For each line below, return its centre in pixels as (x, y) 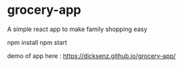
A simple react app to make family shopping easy (77, 29)
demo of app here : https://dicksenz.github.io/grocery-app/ (91, 56)
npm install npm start (37, 42)
